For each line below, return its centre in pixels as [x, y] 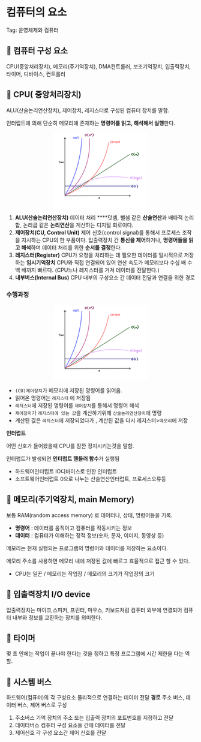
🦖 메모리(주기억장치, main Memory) [70, 499]
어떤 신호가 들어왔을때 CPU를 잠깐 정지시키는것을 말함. [70, 446]
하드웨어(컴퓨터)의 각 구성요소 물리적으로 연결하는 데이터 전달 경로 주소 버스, [95, 698]
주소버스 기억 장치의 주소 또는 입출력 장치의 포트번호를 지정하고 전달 [94, 718]
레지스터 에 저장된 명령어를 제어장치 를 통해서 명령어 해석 [77, 405]
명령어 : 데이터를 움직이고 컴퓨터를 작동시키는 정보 [73, 528]
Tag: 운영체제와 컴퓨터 [32, 30]
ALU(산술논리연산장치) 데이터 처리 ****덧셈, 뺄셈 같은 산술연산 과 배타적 [99, 217]
